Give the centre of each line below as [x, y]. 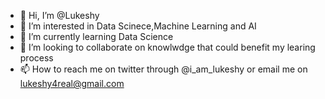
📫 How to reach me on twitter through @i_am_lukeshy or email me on [163, 69]
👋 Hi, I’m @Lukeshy [59, 15]
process [36, 58]
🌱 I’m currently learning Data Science [96, 36]
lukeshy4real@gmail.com [72, 83]
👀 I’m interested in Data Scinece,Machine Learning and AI [138, 26]
